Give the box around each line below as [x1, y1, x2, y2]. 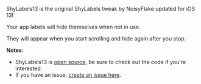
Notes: [6, 47, 24, 54]
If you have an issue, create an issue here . [15, 71, 122, 78]
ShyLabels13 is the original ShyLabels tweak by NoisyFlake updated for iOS [6, 5, 196, 12]
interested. [15, 65, 43, 72]
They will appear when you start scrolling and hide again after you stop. [6, 35, 186, 42]
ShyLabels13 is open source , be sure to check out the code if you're [15, 59, 186, 65]
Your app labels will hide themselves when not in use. [6, 24, 141, 30]
